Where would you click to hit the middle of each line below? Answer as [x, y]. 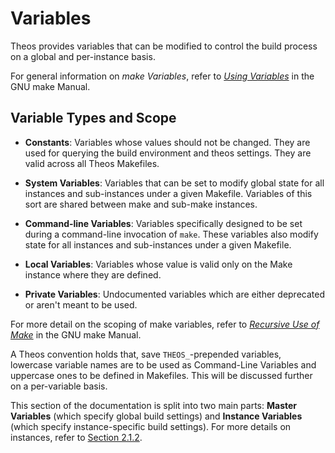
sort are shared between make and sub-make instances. [141, 204]
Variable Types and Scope [93, 118]
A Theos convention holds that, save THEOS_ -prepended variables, [146, 354]
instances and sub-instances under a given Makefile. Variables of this [168, 193]
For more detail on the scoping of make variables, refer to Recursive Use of [165, 324]
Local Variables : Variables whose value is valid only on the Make [158, 264]
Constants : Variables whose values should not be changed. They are [167, 142]
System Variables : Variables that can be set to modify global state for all [174, 183]
